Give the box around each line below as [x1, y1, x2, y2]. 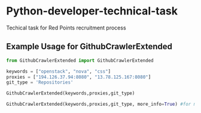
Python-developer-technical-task [6, 4, 178, 18]
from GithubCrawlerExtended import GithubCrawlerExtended [6, 57, 154, 64]
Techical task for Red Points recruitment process [6, 24, 127, 31]
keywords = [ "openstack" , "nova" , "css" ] [6, 68, 111, 75]
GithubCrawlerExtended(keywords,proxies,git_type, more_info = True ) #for [6, 101, 191, 108]
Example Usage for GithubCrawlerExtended [6, 41, 172, 52]
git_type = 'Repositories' [6, 79, 74, 85]
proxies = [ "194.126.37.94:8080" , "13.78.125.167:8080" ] [6, 74, 151, 80]
